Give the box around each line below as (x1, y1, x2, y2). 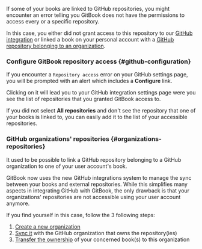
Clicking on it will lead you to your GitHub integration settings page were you (6, 89, 196, 96)
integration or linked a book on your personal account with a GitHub (6, 36, 174, 43)
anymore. (6, 200, 30, 207)
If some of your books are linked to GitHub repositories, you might (6, 5, 170, 12)
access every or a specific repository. (6, 18, 100, 25)
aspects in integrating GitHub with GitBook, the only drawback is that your (6, 186, 190, 194)
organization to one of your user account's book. (6, 162, 127, 170)
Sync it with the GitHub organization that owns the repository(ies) (14, 229, 177, 236)
